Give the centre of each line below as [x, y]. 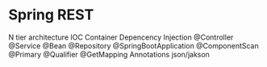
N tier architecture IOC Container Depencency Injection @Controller [121, 37]
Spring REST [51, 15]
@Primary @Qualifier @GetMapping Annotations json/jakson [109, 54]
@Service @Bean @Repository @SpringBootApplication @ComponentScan [134, 45]
